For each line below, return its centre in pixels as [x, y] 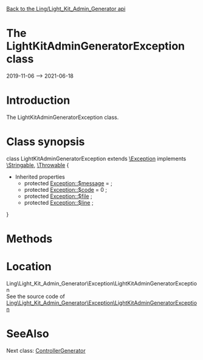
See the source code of [36, 296]
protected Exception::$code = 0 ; [66, 189]
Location [29, 267]
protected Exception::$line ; [59, 202]
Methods [29, 239]
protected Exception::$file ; [58, 196]
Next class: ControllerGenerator [46, 350]
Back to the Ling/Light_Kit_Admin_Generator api [66, 9]
